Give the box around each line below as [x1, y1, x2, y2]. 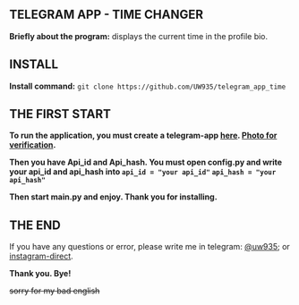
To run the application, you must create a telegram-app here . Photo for [9, 130, 278, 141]
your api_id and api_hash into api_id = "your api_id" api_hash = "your [9, 166, 277, 177]
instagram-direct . [9, 250, 73, 262]
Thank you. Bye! [9, 268, 72, 279]
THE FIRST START [9, 106, 112, 122]
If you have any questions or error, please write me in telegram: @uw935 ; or [9, 241, 291, 252]
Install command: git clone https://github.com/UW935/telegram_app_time [9, 80, 286, 91]
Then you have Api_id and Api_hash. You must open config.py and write [9, 157, 283, 168]
